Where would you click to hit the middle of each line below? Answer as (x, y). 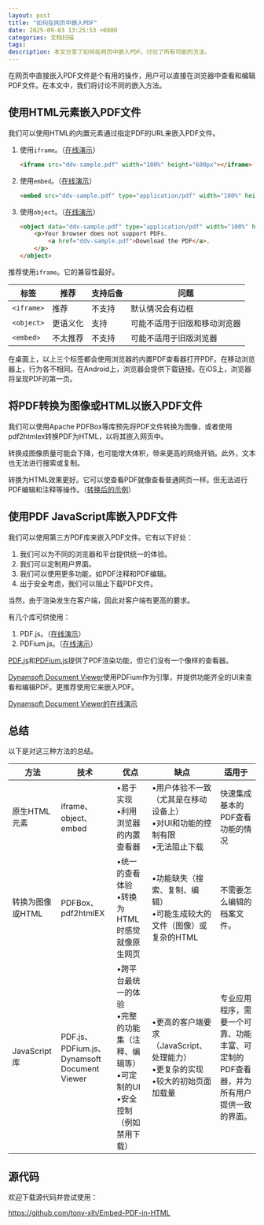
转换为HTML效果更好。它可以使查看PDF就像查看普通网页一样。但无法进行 (128, 479)
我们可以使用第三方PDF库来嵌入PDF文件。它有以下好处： (101, 537)
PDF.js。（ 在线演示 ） (52, 633)
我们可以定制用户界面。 (57, 563)
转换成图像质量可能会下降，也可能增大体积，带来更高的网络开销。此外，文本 (132, 453)
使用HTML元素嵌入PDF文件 (75, 112)
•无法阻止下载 (178, 847)
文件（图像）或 (180, 926)
